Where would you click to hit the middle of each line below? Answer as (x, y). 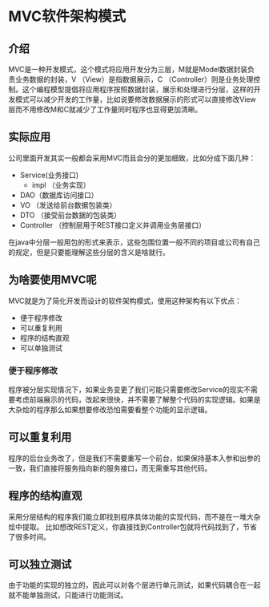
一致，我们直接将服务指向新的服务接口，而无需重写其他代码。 (110, 468)
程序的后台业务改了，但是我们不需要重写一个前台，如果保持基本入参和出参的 (134, 458)
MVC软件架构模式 (67, 16)
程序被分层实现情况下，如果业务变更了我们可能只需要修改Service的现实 (126, 389)
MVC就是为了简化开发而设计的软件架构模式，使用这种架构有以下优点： (125, 301)
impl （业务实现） (61, 184)
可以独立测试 (40, 564)
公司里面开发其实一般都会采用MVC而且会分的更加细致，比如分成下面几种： (132, 158)
